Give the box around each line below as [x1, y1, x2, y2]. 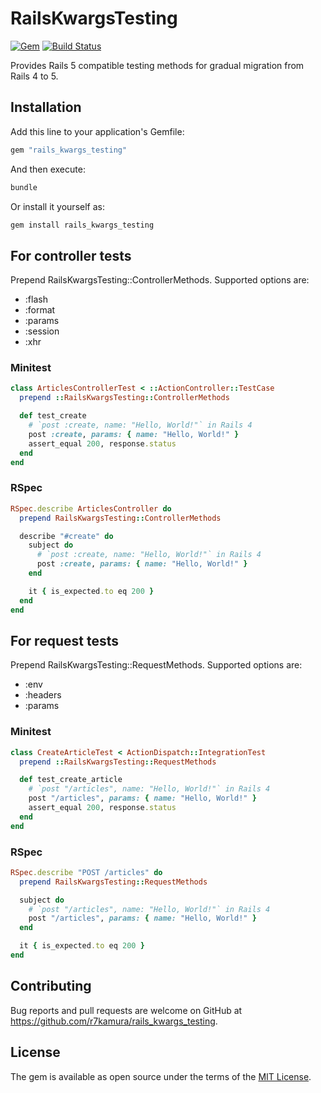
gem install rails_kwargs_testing [10, 220, 155, 230]
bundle [10, 182, 38, 192]
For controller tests [10, 247, 132, 264]
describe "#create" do [19, 531, 114, 541]
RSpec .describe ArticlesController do [10, 503, 172, 514]
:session [24, 325, 60, 337]
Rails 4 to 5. [10, 70, 59, 82]
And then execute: [10, 163, 86, 175]
